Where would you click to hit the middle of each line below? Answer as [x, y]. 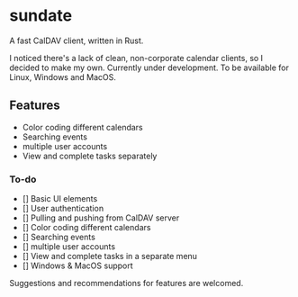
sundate [41, 16]
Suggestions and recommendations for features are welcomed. [126, 283]
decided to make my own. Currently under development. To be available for [149, 67]
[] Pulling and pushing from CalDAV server [101, 218]
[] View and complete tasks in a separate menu [110, 256]
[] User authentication [63, 209]
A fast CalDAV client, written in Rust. [77, 40]
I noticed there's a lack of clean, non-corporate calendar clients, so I [136, 58]
